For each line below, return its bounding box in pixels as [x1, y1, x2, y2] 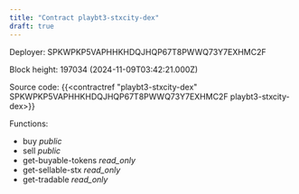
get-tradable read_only [22, 173, 108, 185]
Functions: [9, 118, 49, 129]
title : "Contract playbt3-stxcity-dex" [9, 13, 160, 23]
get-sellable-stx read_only [22, 164, 121, 175]
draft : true [9, 22, 54, 31]
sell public [22, 145, 61, 156]
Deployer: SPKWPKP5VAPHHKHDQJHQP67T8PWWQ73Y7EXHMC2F [9, 46, 266, 57]
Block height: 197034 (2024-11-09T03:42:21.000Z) [9, 64, 199, 75]
